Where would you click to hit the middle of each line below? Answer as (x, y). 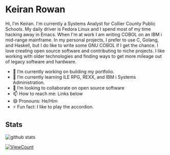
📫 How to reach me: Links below (48, 94)
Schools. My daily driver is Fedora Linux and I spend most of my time (78, 29)
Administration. (29, 82)
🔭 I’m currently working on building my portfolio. (63, 71)
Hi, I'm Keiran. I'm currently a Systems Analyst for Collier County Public (81, 24)
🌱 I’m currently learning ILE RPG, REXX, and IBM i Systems (74, 77)
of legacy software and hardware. (41, 61)
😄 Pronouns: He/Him (35, 101)
